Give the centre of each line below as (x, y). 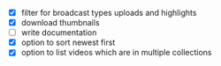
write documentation (59, 33)
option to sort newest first (68, 42)
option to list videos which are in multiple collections (116, 53)
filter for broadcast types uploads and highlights (109, 13)
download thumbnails (60, 23)
